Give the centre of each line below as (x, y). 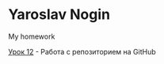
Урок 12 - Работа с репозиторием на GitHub (82, 51)
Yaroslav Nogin (59, 15)
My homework (32, 36)
